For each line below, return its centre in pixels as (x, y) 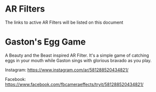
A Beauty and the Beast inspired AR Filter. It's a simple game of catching (77, 55)
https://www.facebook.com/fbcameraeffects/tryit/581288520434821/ (74, 84)
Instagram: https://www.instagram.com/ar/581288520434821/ (67, 70)
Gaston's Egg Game (45, 42)
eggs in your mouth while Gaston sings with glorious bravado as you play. (78, 60)
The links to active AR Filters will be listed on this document (64, 22)
